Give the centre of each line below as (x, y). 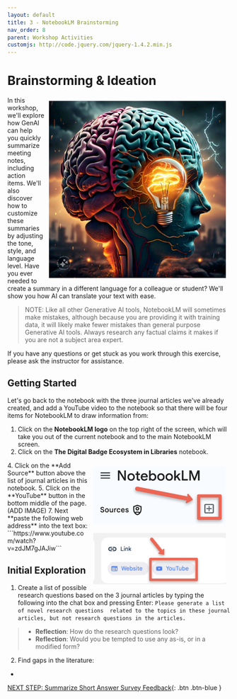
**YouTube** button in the (46, 495)
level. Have (24, 266)
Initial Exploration (47, 570)
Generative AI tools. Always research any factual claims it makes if (121, 332)
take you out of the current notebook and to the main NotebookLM (114, 436)
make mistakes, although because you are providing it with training (122, 317)
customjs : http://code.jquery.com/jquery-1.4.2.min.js (90, 45)
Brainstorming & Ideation (82, 81)
